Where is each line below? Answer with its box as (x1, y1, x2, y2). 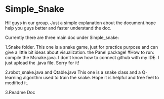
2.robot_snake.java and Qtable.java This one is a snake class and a (5, 69, 141, 75)
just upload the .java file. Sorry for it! (5, 60, 79, 66)
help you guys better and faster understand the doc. (5, 25, 112, 31)
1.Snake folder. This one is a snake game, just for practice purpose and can (5, 44, 158, 50)
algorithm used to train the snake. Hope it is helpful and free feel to (23, 74, 159, 80)
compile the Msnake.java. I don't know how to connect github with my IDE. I (5, 54, 159, 60)
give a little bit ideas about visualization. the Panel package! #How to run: (5, 49, 155, 55)
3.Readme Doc (5, 89, 36, 95)
